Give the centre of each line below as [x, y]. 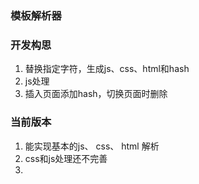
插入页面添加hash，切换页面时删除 [96, 94]
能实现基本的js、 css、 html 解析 [92, 146]
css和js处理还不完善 [66, 158]
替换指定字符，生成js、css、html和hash [107, 69]
